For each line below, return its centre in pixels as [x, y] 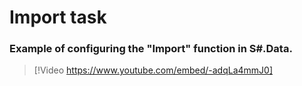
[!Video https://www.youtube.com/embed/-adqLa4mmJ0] [153, 70]
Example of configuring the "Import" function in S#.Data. [151, 49]
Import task [58, 17]
